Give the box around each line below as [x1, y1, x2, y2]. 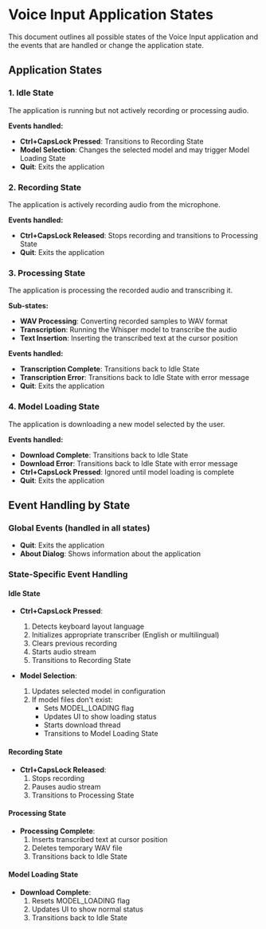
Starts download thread [43, 720, 121, 730]
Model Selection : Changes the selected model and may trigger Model [19, 145, 249, 155]
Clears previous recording [31, 639, 118, 649]
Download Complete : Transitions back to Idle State [19, 450, 189, 460]
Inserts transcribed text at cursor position [31, 834, 168, 844]
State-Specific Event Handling [8, 569, 128, 580]
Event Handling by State [8, 498, 131, 512]
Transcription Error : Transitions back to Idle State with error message [19, 373, 249, 382]
